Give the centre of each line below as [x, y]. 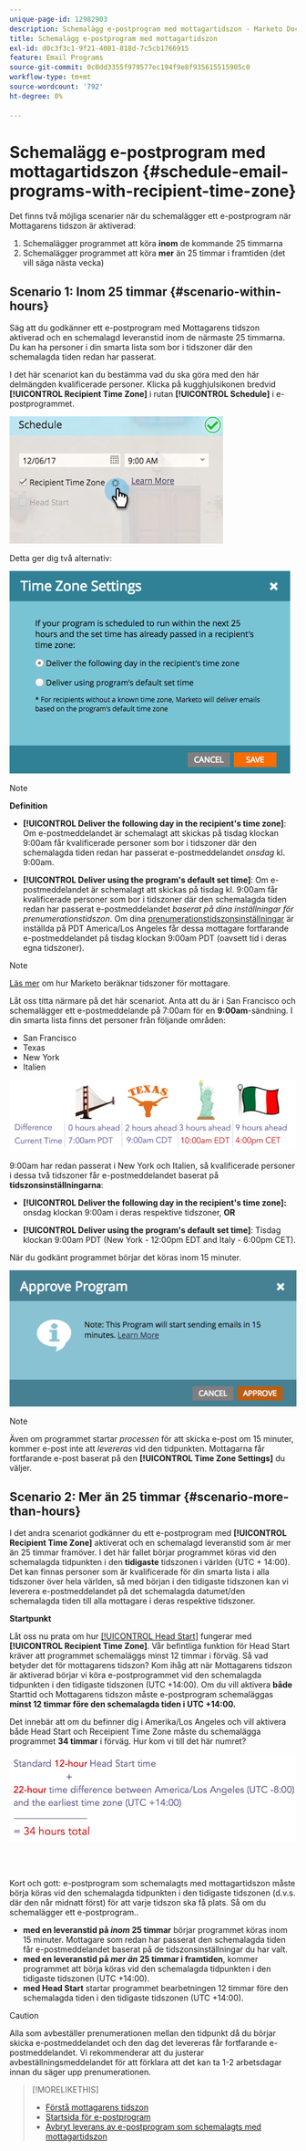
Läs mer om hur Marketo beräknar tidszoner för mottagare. [120, 983]
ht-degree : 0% [36, 96]
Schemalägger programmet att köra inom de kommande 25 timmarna [153, 244]
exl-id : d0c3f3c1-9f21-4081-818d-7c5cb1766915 [99, 48]
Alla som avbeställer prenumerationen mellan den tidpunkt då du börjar [143, 2033]
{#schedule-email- [215, 171]
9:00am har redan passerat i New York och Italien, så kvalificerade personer [153, 1165]
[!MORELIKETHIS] [65, 2089]
